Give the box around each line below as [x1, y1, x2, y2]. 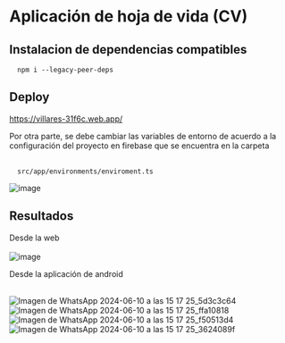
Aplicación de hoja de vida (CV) [9, 6, 248, 27]
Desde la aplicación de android [9, 268, 123, 279]
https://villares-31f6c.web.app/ [9, 113, 123, 124]
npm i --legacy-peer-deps [17, 65, 114, 74]
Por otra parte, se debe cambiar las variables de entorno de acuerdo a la [9, 130, 277, 141]
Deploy [9, 89, 50, 105]
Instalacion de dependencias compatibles [9, 42, 247, 57]
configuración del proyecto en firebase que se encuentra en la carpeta [9, 140, 270, 151]
